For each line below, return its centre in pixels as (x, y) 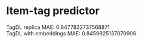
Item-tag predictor (53, 11)
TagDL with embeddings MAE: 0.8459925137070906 (71, 33)
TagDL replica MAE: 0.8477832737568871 (58, 27)
